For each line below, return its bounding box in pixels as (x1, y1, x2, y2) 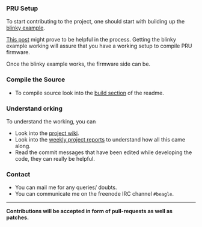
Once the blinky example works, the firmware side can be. (6, 60, 151, 67)
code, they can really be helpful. (14, 155, 95, 162)
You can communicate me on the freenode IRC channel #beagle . (14, 190, 174, 197)
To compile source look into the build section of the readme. (14, 89, 164, 96)
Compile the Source (6, 75, 66, 84)
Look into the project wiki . (14, 129, 79, 137)
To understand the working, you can (6, 117, 96, 125)
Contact (6, 170, 31, 178)
